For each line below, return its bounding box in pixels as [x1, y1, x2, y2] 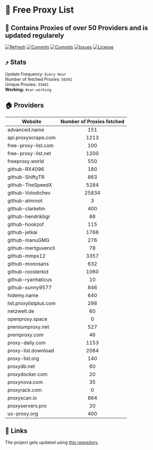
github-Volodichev [7, 189, 51, 196]
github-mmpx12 [7, 252, 46, 259]
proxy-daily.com [7, 339, 46, 346]
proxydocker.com [7, 371, 48, 378]
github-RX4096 [7, 166, 45, 172]
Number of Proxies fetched [60, 118, 125, 125]
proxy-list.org [7, 355, 39, 362]
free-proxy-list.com [7, 142, 54, 149]
